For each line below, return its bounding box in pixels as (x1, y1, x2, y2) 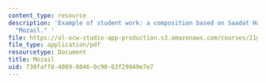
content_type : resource (8, 11, 87, 20)
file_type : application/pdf (8, 41, 101, 49)
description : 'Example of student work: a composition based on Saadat (8, 19, 249, 27)
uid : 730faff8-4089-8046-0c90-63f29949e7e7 (8, 63, 154, 71)
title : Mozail (8, 56, 55, 64)
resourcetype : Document (8, 48, 87, 56)
